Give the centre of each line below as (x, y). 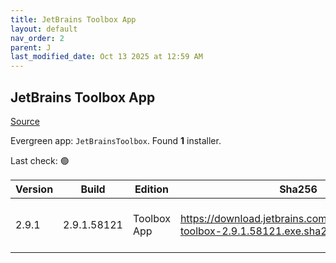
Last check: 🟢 (40, 160)
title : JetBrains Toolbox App (73, 19)
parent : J (31, 47)
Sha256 (298, 189)
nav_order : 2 (37, 38)
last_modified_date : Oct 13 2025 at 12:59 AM (106, 57)
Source (25, 121)
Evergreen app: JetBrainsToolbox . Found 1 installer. (116, 140)
